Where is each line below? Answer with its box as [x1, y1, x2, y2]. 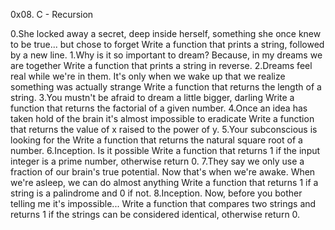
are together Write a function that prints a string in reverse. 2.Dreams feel [10, 60, 313, 71]
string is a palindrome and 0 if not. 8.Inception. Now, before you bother [10, 187, 303, 199]
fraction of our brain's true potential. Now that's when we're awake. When [10, 166, 316, 178]
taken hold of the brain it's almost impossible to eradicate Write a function [10, 113, 315, 124]
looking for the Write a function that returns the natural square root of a [10, 134, 303, 146]
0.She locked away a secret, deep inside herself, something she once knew [10, 28, 322, 39]
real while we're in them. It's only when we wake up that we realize [10, 70, 286, 82]
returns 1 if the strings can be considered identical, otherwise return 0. [10, 209, 301, 220]
